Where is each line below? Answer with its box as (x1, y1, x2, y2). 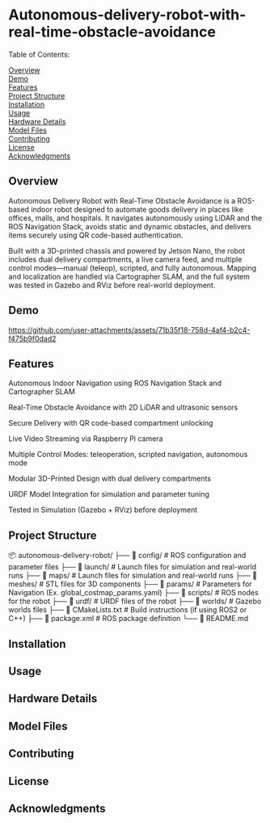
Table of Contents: (8, 49, 70, 59)
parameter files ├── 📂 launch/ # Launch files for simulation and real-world (8, 562, 257, 572)
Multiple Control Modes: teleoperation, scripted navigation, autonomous (8, 450, 248, 460)
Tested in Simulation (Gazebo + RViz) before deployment (8, 505, 198, 514)
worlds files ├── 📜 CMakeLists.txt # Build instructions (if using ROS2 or (8, 605, 247, 615)
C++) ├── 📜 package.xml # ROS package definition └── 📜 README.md (8, 614, 249, 624)
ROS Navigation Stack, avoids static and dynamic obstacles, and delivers (8, 221, 252, 231)
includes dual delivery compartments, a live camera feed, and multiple (8, 254, 243, 264)
